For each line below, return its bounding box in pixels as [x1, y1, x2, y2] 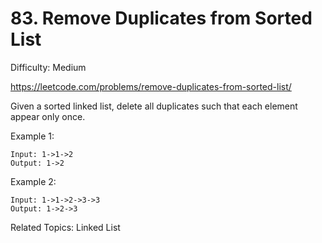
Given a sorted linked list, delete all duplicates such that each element [10, 100, 298, 112]
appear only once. [10, 110, 86, 122]
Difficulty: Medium [10, 61, 87, 73]
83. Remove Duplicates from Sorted [10, 7, 313, 30]
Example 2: [10, 175, 57, 187]
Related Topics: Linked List [10, 221, 121, 233]
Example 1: [10, 130, 55, 142]
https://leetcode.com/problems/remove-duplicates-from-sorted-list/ [10, 80, 292, 92]
